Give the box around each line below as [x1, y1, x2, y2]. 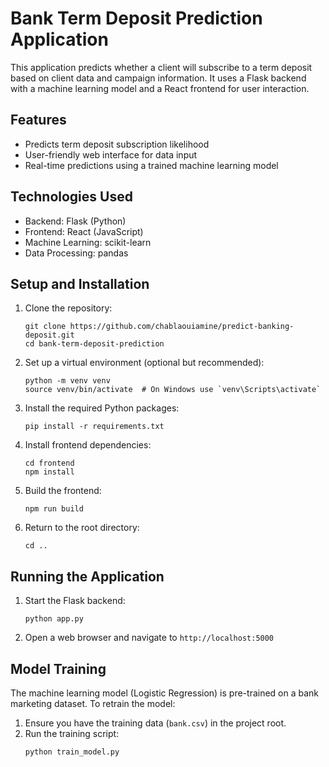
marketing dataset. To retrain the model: [10, 698, 176, 709]
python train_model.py [24, 747, 120, 757]
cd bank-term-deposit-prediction [24, 339, 165, 349]
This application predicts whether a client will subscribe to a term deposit [10, 61, 313, 73]
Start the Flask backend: [24, 595, 126, 607]
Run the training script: [24, 728, 120, 739]
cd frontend [24, 458, 75, 469]
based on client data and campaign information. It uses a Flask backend [10, 72, 307, 84]
